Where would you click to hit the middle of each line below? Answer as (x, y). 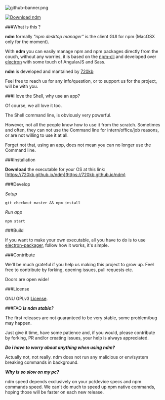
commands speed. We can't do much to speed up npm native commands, (80, 387)
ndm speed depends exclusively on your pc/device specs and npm (73, 381)
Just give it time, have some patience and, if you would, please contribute (80, 333)
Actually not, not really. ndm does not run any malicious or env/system (77, 357)
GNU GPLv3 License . (26, 298)
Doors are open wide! (27, 279)
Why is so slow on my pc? (32, 372)
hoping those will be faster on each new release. (55, 392)
